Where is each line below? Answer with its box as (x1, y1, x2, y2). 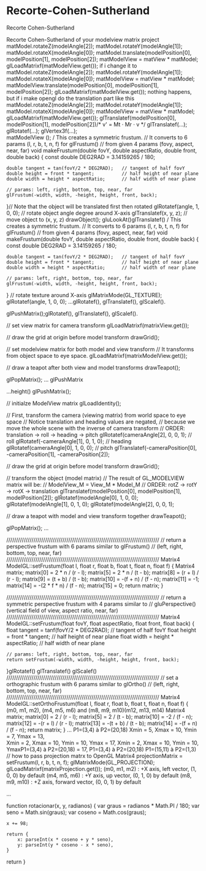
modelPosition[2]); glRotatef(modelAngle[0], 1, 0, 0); (6, 494, 139, 501)
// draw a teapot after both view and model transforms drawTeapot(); (6, 363, 181, 371)
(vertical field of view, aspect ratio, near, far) (6, 606, 118, 614)
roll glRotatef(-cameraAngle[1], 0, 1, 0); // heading (6, 437, 132, 445)
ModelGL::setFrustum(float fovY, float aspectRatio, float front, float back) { (6, 619, 195, 627)
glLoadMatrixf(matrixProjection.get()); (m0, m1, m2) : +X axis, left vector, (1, (6, 765, 197, 772)
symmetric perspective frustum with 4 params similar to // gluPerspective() (6, 600, 196, 608)
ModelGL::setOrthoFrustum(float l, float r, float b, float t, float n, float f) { (6, 700, 189, 707)
